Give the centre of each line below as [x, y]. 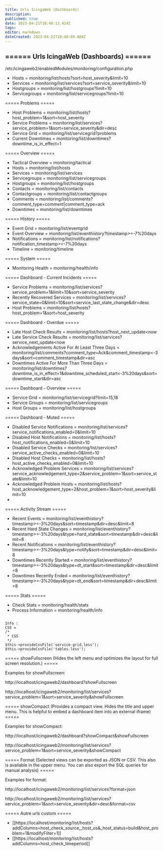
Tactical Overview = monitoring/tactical [52, 162]
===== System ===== [28, 258]
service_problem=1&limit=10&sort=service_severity [63, 292]
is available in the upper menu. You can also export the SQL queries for [76, 765]
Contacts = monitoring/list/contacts [48, 188]
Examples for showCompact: [34, 726]
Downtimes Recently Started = [43, 560]
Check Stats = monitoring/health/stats [50, 605]
